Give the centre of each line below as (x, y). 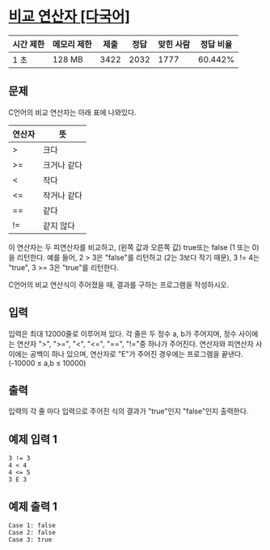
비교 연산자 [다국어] (70, 17)
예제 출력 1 (33, 506)
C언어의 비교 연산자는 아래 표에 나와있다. (72, 112)
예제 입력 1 (33, 439)
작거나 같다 (63, 195)
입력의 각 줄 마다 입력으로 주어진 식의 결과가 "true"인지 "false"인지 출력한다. (129, 411)
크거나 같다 (63, 165)
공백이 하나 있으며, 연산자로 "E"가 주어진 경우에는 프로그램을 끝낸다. (137, 353)
